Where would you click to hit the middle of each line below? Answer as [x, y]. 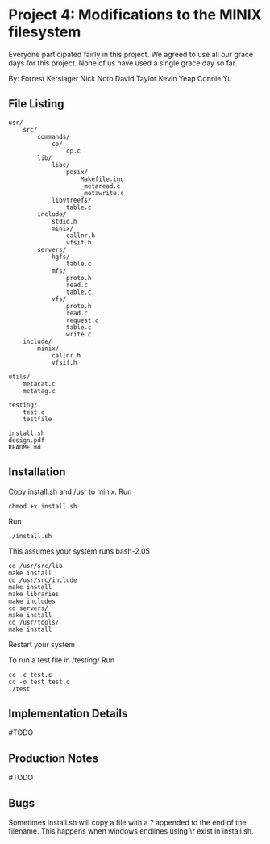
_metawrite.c [102, 193]
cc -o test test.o [39, 682]
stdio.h [64, 221]
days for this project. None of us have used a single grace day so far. [123, 63]
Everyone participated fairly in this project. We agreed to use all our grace [131, 54]
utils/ [19, 377]
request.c [82, 320]
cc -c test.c [30, 675]
